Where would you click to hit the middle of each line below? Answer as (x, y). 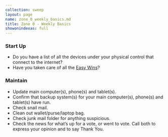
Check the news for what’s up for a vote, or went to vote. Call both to (84, 123)
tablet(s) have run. (32, 102)
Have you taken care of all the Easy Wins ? (56, 68)
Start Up (16, 46)
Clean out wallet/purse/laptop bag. (48, 113)
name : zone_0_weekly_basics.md (38, 19)
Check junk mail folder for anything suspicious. (61, 118)
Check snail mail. (30, 107)
